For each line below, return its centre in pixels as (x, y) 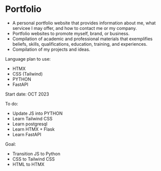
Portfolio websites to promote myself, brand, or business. (71, 33)
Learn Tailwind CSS (33, 118)
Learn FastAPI (27, 134)
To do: (12, 103)
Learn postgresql (30, 124)
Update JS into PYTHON (38, 113)
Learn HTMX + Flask (33, 129)
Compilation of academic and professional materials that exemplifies (82, 39)
